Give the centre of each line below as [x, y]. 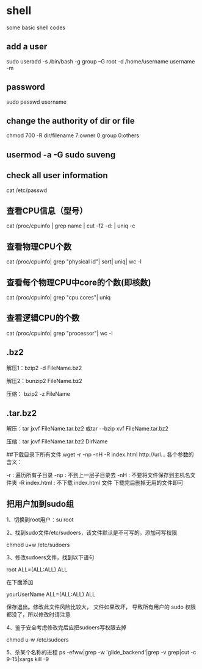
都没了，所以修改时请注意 [38, 615]
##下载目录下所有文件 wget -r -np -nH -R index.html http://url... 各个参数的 [100, 454]
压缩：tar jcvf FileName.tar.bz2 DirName [57, 442]
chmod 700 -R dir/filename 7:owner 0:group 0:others [73, 135]
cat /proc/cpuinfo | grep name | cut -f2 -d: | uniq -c [71, 226]
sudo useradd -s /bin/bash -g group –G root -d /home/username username [101, 61]
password [26, 87]
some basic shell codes [36, 27]
